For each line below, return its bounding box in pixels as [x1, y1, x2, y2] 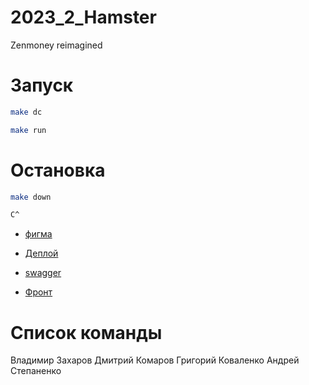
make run [10, 125, 47, 135]
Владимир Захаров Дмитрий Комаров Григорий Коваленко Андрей [10, 354, 300, 366]
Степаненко [10, 365, 62, 377]
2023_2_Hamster [10, 6, 157, 29]
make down [10, 192, 52, 202]
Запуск [10, 74, 74, 97]
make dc [10, 107, 43, 117]
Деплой [24, 247, 59, 260]
